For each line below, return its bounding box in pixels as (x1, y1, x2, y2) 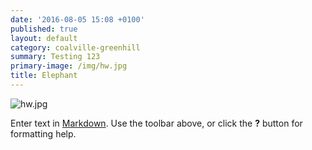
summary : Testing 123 (10, 52, 101, 62)
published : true (10, 24, 78, 34)
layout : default (10, 33, 78, 43)
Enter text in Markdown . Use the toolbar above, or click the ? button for (10, 117, 303, 129)
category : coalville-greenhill (10, 42, 141, 53)
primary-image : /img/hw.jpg (10, 61, 128, 71)
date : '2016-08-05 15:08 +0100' (10, 14, 145, 25)
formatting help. (10, 127, 77, 140)
